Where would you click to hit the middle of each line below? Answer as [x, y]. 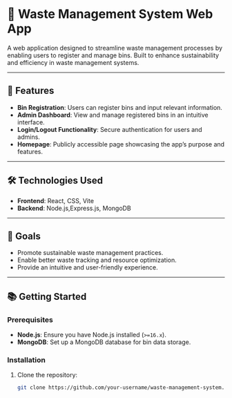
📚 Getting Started [47, 296]
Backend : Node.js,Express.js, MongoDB [74, 208]
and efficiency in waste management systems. [73, 62]
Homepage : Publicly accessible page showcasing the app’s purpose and [121, 144]
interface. [31, 122]
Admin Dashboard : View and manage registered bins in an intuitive [113, 115]
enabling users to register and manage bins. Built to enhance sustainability [113, 55]
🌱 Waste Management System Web [110, 14]
